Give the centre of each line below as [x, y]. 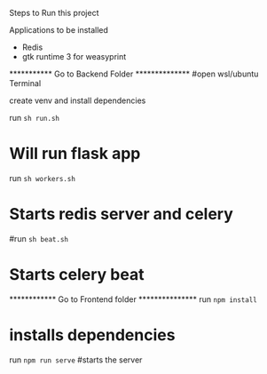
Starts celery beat [77, 275]
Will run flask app [75, 154]
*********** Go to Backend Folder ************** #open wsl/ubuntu [134, 74]
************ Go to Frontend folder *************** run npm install [133, 299]
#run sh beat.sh [39, 238]
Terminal [25, 83]
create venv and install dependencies [78, 100]
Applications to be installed [59, 30]
